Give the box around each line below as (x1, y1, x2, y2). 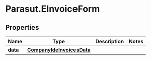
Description (95, 38, 124, 45)
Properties (5, 23, 39, 32)
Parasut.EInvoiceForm (5, 3, 100, 15)
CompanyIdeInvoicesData (27, 46, 91, 53)
